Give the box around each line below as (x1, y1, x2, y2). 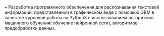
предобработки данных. (4, 25, 56, 31)
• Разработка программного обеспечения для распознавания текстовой (4, 4, 160, 10)
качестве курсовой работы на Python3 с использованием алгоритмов (4, 15, 154, 20)
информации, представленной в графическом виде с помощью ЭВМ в (4, 9, 155, 15)
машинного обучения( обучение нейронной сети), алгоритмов (4, 20, 138, 26)
